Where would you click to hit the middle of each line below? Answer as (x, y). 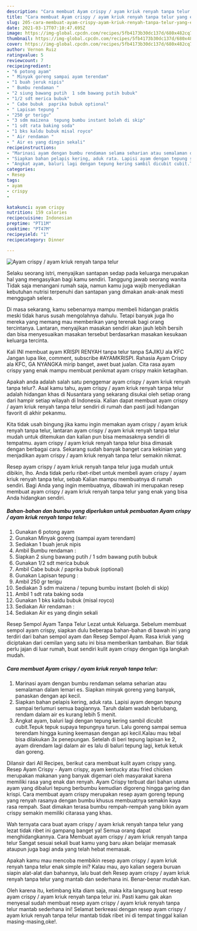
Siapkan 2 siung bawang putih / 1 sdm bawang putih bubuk (86, 557)
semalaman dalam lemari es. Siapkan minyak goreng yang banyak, (95, 690)
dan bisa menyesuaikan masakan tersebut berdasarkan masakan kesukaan (97, 334)
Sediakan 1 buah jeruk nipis (48, 545)
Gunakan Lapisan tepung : (46, 576)
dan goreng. (30, 752)
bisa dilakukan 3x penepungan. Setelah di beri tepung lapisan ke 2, (96, 740)
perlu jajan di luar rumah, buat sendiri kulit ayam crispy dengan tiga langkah (98, 649)
